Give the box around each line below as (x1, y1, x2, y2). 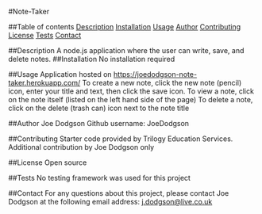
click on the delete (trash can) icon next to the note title (8, 103, 190, 113)
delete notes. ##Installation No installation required (8, 55, 175, 63)
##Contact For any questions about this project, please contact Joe (8, 189, 229, 197)
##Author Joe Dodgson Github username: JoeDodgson (8, 119, 189, 128)
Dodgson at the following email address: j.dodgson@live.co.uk (8, 197, 213, 206)
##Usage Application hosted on (8, 70, 113, 78)
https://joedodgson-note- (114, 70, 197, 78)
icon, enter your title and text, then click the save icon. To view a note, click (8, 86, 254, 96)
